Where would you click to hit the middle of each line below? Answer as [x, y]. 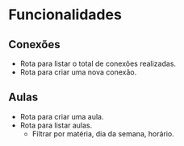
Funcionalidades [65, 15]
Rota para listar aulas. [56, 125]
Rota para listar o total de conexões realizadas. [98, 63]
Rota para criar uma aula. [62, 116]
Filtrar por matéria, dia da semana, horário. [103, 133]
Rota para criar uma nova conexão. [78, 72]
